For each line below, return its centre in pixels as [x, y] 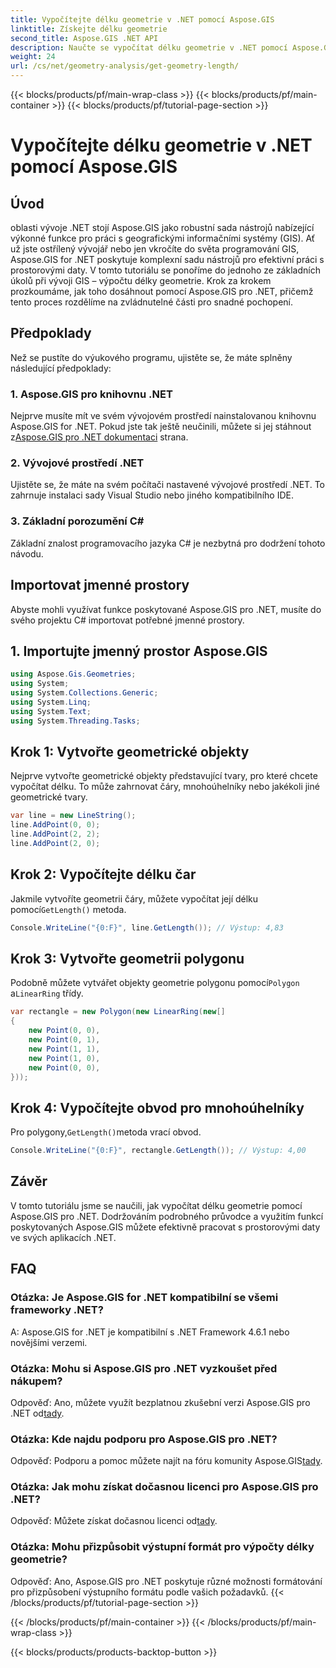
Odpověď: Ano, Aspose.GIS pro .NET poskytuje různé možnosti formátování [166, 1581]
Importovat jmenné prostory [100, 585]
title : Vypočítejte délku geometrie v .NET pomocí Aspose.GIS [142, 19]
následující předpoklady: [61, 368]
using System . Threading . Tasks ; [75, 721]
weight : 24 [33, 57]
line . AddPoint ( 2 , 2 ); [55, 834]
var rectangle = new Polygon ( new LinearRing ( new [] [118, 1012]
